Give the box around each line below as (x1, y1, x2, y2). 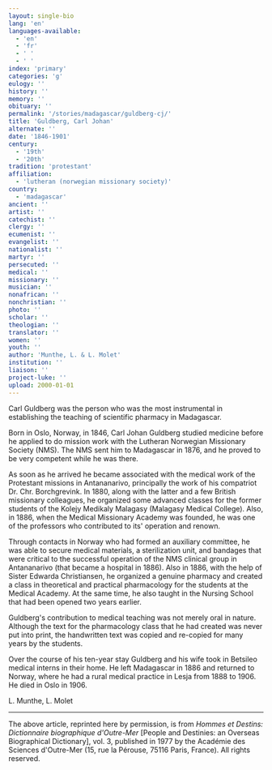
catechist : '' (8, 216, 57, 224)
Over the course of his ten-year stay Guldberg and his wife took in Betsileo (8, 654, 257, 664)
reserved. (8, 753, 40, 763)
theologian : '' (8, 321, 60, 329)
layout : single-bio (8, 11, 74, 20)
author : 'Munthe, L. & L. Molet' (8, 351, 121, 359)
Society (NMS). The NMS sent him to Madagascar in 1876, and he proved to (8, 445, 261, 455)
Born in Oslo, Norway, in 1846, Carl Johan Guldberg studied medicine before (8, 427, 264, 438)
